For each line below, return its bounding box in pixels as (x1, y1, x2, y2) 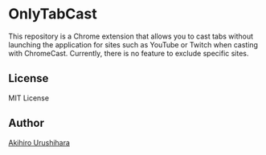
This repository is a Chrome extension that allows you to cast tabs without (8, 31, 254, 41)
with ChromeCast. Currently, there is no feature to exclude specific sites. (8, 48, 249, 58)
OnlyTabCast (8, 5, 98, 23)
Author (8, 116, 44, 130)
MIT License (8, 93, 50, 103)
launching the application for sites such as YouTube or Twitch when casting (8, 39, 259, 49)
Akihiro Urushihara (8, 137, 71, 147)
